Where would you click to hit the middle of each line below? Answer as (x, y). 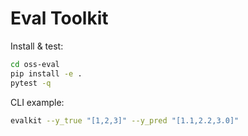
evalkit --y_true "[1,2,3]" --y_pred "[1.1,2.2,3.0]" (125, 120)
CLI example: (37, 102)
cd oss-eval (35, 64)
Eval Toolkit (59, 18)
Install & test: (37, 46)
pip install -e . (46, 73)
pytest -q (31, 83)
